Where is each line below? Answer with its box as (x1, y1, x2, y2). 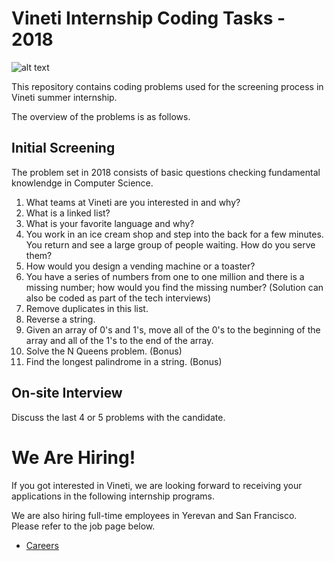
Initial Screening (11, 140, 116, 157)
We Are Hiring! (11, 446, 136, 469)
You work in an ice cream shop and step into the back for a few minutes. (25, 228, 324, 240)
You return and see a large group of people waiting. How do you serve (25, 238, 316, 251)
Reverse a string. (25, 313, 96, 325)
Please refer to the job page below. (11, 520, 156, 532)
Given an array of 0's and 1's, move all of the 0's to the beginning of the (25, 323, 321, 336)
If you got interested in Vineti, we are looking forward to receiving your (11, 479, 303, 491)
